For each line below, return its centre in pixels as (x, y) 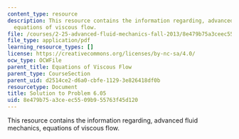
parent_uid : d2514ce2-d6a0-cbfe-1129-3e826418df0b (84, 80)
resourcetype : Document (43, 87)
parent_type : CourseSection (49, 73)
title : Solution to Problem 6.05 (57, 93)
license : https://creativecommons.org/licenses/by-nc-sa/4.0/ (101, 54)
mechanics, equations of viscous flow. (63, 128)
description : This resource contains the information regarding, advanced (121, 21)
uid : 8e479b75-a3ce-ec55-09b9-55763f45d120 (73, 101)
